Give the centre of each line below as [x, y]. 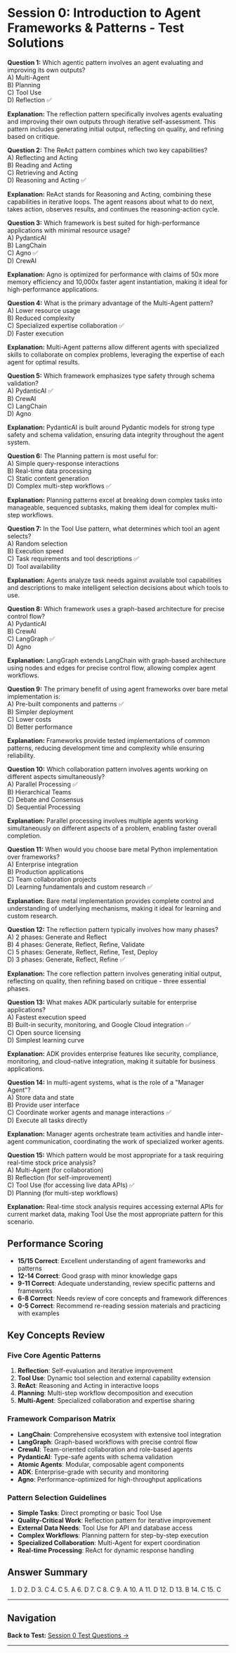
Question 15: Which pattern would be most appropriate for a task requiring [115, 1155]
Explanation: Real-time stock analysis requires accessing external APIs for [115, 1206]
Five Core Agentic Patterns [54, 1356]
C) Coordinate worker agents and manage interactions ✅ [90, 1112]
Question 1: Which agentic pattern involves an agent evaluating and [105, 62]
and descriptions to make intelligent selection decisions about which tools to [118, 587]
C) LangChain [27, 406]
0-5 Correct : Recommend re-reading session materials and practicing [119, 1305]
